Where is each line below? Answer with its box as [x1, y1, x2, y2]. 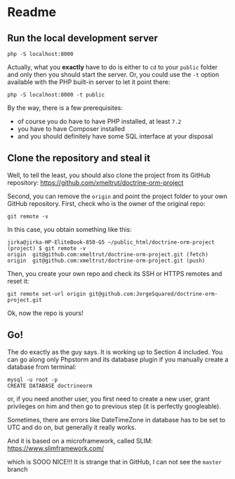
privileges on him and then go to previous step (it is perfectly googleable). [7, 402, 221, 410]
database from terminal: [7, 362, 77, 371]
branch [7, 465, 28, 473]
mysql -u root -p [7, 376, 58, 383]
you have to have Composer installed [17, 125, 125, 133]
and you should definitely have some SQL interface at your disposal [17, 132, 213, 140]
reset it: [7, 277, 29, 285]
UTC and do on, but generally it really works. [7, 423, 137, 431]
